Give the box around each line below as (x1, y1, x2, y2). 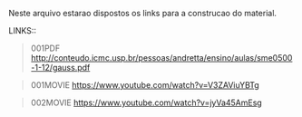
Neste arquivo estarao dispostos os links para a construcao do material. (8, 8, 278, 18)
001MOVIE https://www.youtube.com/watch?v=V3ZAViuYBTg (30, 80, 259, 90)
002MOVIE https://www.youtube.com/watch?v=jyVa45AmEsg (30, 97, 262, 108)
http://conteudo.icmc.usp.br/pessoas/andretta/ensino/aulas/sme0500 (30, 53, 293, 63)
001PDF (30, 43, 61, 54)
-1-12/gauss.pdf (30, 63, 91, 73)
